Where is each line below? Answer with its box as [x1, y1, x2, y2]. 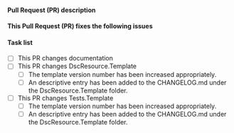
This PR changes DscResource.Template [17, 62, 137, 70]
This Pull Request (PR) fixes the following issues [7, 22, 153, 31]
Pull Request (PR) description [7, 6, 96, 14]
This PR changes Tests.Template [17, 93, 114, 102]
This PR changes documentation [17, 54, 114, 63]
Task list [7, 38, 33, 46]
